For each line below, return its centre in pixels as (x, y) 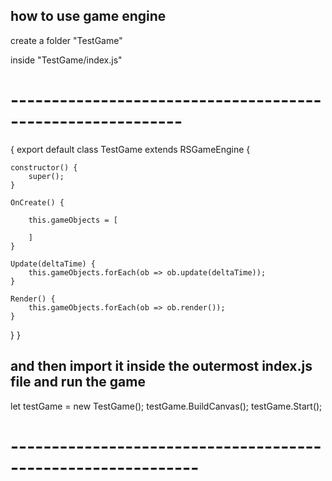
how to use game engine (88, 16)
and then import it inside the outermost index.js (161, 366)
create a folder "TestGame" (66, 40)
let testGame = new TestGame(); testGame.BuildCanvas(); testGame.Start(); (166, 406)
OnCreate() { (37, 202)
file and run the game (78, 382)
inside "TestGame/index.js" (66, 60)
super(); (46, 176)
